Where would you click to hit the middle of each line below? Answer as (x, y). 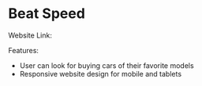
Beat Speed (47, 14)
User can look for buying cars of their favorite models (107, 65)
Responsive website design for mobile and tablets (101, 73)
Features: (24, 50)
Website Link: (30, 35)
